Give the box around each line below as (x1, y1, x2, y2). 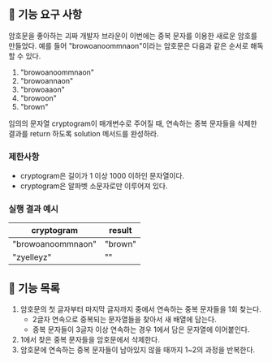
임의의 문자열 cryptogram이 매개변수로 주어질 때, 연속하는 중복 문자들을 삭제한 (8, 119, 257, 128)
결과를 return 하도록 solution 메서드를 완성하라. (8, 128, 159, 138)
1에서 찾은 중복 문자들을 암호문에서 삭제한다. (19, 335, 160, 345)
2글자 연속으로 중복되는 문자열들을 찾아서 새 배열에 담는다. (32, 315, 217, 325)
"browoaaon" (19, 84, 65, 94)
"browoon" (19, 93, 57, 103)
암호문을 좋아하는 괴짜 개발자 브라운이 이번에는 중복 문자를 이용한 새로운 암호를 (8, 31, 258, 41)
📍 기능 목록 (8, 281, 61, 295)
